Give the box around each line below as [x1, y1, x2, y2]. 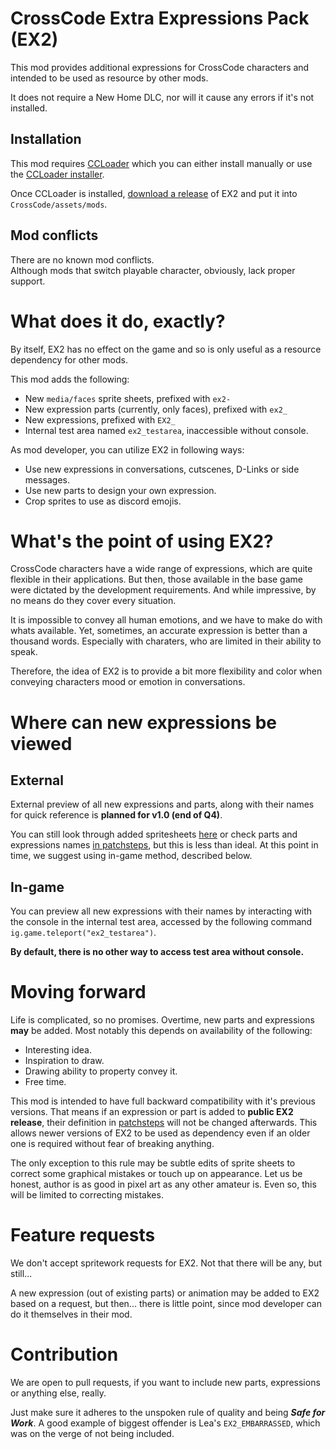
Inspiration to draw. [24, 1055, 105, 1067]
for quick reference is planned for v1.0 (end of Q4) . [10, 809, 223, 821]
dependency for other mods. [10, 353, 128, 366]
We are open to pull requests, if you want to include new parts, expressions [10, 1377, 321, 1389]
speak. [10, 646, 38, 658]
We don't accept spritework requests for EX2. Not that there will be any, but [10, 1257, 322, 1269]
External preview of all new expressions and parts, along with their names [10, 798, 315, 811]
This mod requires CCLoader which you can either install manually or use [10, 157, 313, 169]
